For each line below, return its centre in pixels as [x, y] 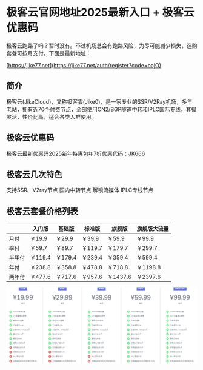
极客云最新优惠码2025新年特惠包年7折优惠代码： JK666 [76, 153]
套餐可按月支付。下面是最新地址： [49, 53]
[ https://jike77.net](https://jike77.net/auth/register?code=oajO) [84, 65]
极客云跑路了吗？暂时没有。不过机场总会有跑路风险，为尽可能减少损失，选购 [102, 45]
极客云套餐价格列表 [42, 211]
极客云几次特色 [34, 174]
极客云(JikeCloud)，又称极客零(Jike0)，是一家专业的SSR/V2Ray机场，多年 [99, 101]
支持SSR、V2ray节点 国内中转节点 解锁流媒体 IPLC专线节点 [80, 190]
